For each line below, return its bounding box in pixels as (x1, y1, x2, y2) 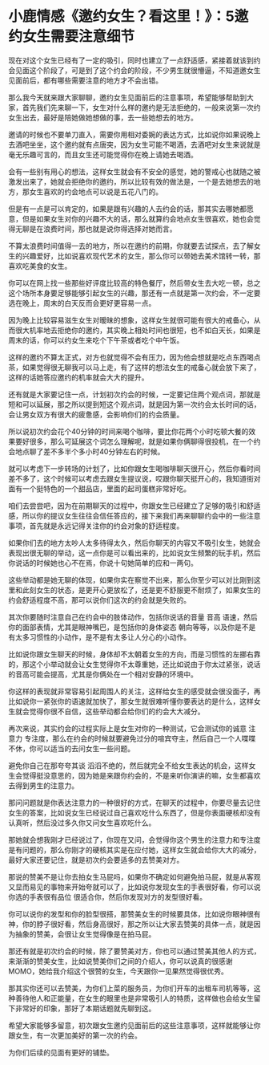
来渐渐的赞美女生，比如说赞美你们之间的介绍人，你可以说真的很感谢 (8, 956, 233, 965)
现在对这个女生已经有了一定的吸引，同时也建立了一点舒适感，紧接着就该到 (8, 55, 254, 65)
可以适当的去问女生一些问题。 (35, 743, 134, 753)
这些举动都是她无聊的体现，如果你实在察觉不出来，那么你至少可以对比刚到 (8, 575, 254, 584)
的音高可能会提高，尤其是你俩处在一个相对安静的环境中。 (8, 669, 198, 679)
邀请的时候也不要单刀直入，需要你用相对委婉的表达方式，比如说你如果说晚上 (8, 129, 261, 139)
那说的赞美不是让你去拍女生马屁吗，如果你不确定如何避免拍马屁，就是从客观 (8, 872, 261, 881)
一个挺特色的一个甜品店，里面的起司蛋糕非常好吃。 (22, 483, 191, 494)
